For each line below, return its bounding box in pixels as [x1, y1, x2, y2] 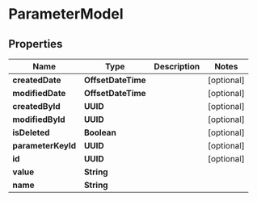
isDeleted [12, 127, 50, 138]
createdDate [12, 74, 61, 86]
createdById [12, 101, 61, 111]
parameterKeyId [12, 140, 77, 151]
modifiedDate [12, 88, 66, 98]
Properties [8, 37, 63, 51]
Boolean [83, 127, 117, 138]
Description [154, 61, 200, 72]
